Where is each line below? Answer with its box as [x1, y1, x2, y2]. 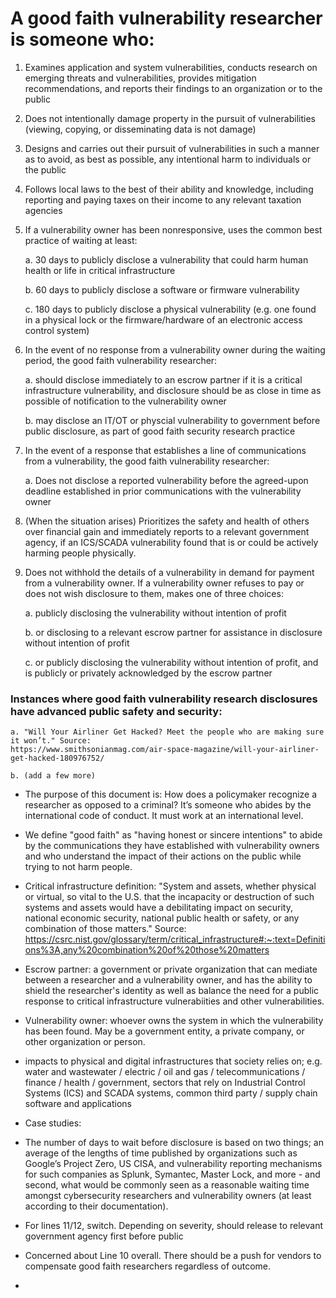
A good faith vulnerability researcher [10, 7, 323, 30]
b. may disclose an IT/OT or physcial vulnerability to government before [24, 414, 321, 426]
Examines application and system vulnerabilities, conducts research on [24, 61, 318, 73]
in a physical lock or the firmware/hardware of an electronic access [24, 313, 303, 326]
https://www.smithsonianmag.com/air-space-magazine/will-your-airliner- [10, 745, 320, 755]
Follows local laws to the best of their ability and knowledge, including [24, 183, 314, 195]
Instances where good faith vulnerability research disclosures [10, 692, 318, 706]
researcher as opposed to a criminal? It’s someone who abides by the [24, 799, 312, 811]
